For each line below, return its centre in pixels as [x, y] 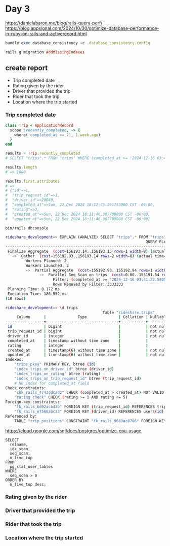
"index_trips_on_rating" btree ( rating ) [57, 373]
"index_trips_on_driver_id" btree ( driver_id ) [64, 369]
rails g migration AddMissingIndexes [45, 52]
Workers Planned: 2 [46, 261]
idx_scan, [20, 449]
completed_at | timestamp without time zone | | [78, 340]
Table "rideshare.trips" [129, 313]
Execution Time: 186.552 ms [37, 294]
